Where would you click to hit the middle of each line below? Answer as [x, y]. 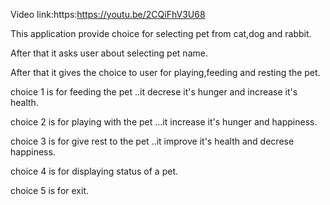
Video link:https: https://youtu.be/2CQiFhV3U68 [108, 14]
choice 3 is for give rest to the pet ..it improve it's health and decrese [152, 141]
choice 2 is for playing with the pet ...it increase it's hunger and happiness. [164, 122]
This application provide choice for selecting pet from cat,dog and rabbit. [161, 33]
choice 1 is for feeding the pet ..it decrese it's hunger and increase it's [154, 92]
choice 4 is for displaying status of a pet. [94, 171]
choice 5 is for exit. [49, 190]
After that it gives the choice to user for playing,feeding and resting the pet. [165, 72]
